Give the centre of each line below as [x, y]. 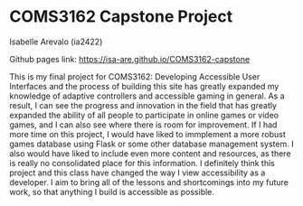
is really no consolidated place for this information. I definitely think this [142, 163]
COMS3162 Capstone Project [121, 17]
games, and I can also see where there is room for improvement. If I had [143, 125]
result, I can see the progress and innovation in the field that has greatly [143, 105]
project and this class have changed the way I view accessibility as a [137, 173]
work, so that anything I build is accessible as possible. [112, 192]
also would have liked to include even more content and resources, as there [150, 153]
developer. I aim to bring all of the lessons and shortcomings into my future [149, 182]
